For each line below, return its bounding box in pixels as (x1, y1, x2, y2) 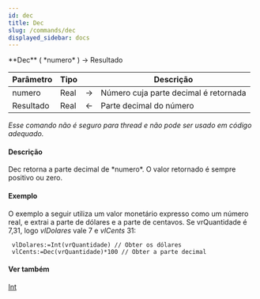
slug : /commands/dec (8, 26, 77, 34)
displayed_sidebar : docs (8, 33, 90, 42)
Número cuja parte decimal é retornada (100, 88, 247, 99)
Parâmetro (12, 74, 53, 85)
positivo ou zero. (8, 173, 63, 183)
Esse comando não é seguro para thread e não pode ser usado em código (8, 120, 252, 131)
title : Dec (8, 19, 44, 27)
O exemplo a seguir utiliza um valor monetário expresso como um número (8, 209, 249, 218)
